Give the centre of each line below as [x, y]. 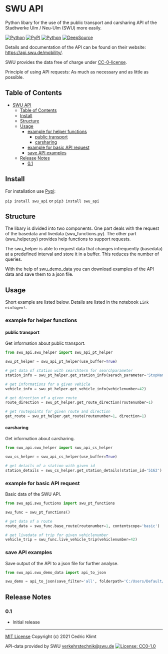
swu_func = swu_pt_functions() [38, 512]
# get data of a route [29, 521]
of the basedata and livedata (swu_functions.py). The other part [71, 234]
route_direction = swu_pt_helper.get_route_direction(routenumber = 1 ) [79, 403]
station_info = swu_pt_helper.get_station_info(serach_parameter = [76, 375]
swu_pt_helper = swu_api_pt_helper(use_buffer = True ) [61, 362]
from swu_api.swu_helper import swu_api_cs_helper [59, 448]
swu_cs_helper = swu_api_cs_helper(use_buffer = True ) [61, 457]
